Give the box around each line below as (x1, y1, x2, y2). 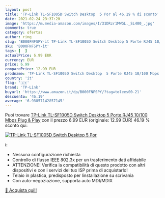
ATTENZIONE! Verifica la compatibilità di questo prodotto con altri (12, 162, 146, 168)
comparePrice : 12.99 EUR (5, 67, 56, 72)
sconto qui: (5, 122, 28, 128)
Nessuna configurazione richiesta (12, 152, 81, 158)
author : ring (5, 35, 32, 40)
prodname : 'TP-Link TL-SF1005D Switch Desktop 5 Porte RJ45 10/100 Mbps (5, 71, 160, 76)
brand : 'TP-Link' (5, 85, 41, 90)
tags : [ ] (5, 48, 27, 53)
